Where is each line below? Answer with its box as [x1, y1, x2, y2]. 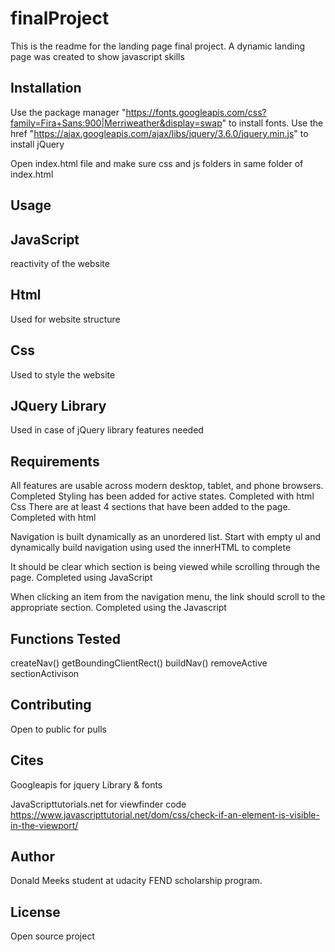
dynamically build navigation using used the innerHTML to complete [10, 542, 292, 554]
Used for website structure [10, 313, 121, 325]
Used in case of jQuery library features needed [10, 424, 204, 436]
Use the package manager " [10, 106, 127, 118]
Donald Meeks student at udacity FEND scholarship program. [10, 875, 263, 887]
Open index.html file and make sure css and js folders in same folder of [10, 157, 304, 169]
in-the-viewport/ [10, 819, 79, 831]
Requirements [10, 453, 100, 470]
